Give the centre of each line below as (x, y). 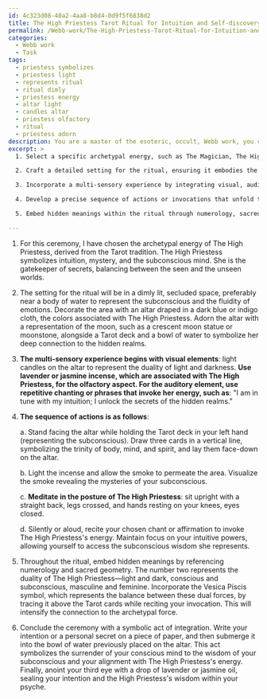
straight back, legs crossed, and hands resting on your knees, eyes (130, 505)
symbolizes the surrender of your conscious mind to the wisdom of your (138, 653)
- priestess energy (48, 97)
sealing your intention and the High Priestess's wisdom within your (129, 678)
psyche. (33, 686)
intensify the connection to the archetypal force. (99, 612)
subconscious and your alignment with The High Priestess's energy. (131, 661)
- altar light (39, 104)
